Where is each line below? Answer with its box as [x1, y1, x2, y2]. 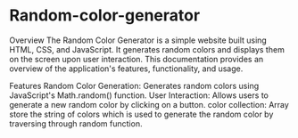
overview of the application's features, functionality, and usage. [9, 63, 244, 74]
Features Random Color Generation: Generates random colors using [9, 80, 260, 91]
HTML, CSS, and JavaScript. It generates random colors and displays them [9, 44, 286, 54]
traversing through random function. [9, 118, 143, 129]
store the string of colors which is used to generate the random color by [9, 109, 274, 119]
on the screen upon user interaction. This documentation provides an [9, 53, 264, 64]
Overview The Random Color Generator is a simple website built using [9, 35, 268, 45]
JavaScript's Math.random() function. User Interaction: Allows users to [9, 90, 269, 101]
